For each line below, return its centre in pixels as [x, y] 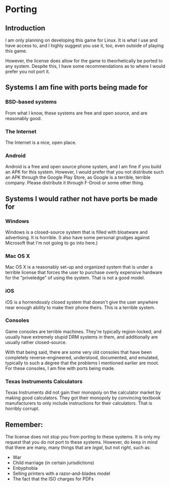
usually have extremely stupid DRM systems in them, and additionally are [82, 337]
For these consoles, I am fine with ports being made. [60, 368]
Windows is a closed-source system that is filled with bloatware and [77, 232]
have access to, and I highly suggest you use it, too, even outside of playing [84, 46]
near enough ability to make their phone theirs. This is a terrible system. [80, 307]
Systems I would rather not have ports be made [82, 199]
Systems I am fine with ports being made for [77, 87]
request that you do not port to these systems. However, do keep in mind [81, 442]
